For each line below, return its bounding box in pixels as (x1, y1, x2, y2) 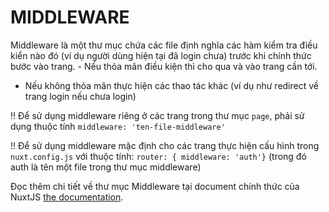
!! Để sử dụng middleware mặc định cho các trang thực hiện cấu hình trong (10, 139, 320, 151)
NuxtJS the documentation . (10, 191, 124, 203)
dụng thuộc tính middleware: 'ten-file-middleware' (10, 120, 226, 132)
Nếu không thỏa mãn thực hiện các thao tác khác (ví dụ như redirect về (24, 79, 319, 91)
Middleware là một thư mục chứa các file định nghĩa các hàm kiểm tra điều (10, 39, 318, 51)
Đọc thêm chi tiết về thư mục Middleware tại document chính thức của (10, 180, 300, 192)
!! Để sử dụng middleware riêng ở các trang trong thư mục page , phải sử (10, 109, 305, 121)
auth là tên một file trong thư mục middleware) (10, 161, 202, 173)
